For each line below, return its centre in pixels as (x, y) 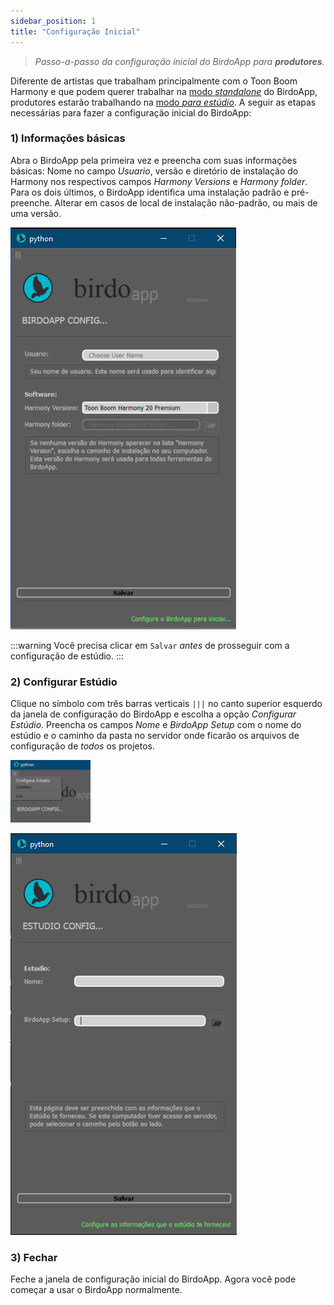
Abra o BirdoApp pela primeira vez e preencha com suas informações (154, 160)
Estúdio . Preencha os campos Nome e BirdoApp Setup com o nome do (156, 725)
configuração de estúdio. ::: (67, 656)
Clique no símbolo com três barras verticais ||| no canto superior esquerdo (166, 704)
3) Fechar (34, 1258)
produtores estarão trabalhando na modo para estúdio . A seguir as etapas (163, 102)
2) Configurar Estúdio (64, 682)
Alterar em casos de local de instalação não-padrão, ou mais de (186, 202)
